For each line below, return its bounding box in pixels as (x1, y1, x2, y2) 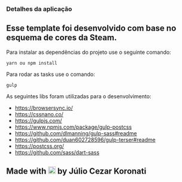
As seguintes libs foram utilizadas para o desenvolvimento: (6, 92, 151, 100)
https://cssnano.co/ (14, 110, 64, 118)
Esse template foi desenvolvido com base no (6, 23, 177, 34)
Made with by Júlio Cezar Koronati (6, 166, 147, 177)
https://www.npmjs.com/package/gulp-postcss (14, 123, 132, 131)
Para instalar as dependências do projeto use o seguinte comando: (6, 48, 172, 56)
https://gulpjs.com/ (14, 117, 62, 124)
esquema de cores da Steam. (6, 32, 117, 43)
